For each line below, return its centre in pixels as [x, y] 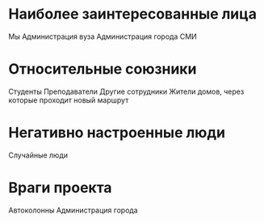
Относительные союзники [103, 69]
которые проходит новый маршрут [69, 100]
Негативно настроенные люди [117, 133]
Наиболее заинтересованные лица [132, 14]
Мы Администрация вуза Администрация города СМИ [103, 36]
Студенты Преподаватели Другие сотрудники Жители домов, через [126, 91]
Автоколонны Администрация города [73, 210]
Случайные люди [38, 155]
